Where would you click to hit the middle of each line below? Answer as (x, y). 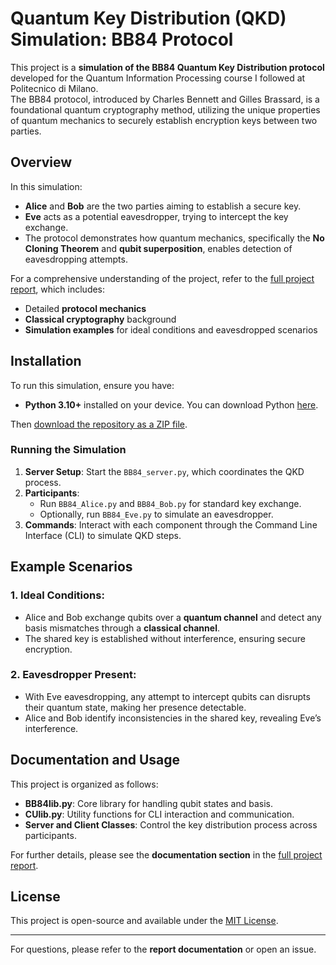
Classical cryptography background (100, 319)
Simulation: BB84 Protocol (122, 39)
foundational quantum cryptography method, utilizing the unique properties (165, 109)
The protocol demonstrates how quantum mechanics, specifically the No (174, 238)
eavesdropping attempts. (76, 259)
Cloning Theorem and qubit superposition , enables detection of (158, 248)
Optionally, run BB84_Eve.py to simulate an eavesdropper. (156, 514)
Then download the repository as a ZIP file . (99, 424)
